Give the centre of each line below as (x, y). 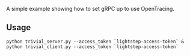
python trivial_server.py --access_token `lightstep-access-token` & (95, 42)
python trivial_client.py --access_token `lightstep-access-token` (93, 47)
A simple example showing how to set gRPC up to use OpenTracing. (90, 9)
